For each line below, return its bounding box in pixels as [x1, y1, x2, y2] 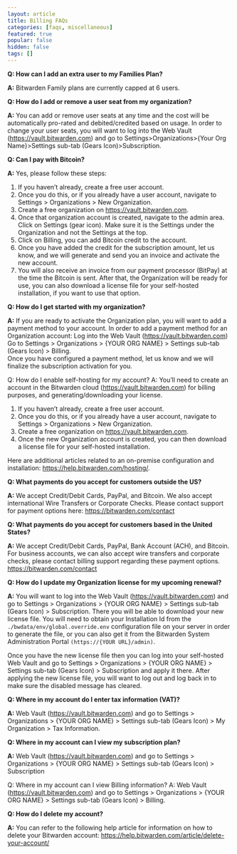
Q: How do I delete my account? [7, 809, 103, 818]
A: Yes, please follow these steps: [7, 169, 107, 177]
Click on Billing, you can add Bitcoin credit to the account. [17, 236, 187, 244]
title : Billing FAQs [7, 17, 69, 24]
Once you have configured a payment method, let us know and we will [7, 354, 214, 363]
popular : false [7, 37, 53, 44]
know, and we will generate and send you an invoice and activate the [17, 251, 220, 259]
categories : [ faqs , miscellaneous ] [7, 24, 113, 31]
